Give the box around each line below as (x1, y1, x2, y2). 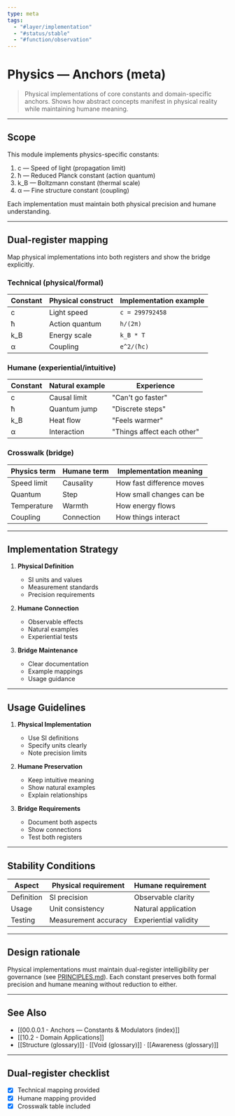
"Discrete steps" (111, 404, 166, 414)
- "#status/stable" (13, 29, 71, 37)
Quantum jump (48, 404, 98, 414)
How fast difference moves (115, 478, 205, 488)
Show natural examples (27, 784, 96, 792)
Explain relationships (27, 791, 88, 800)
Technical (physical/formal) (7, 278, 104, 288)
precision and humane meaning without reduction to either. (7, 980, 178, 988)
